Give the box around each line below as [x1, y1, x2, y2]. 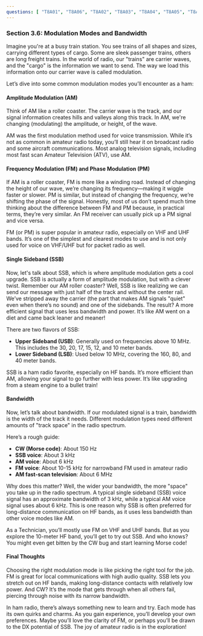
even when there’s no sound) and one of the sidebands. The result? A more [6, 301, 194, 309]
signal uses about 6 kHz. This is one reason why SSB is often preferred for [6, 502, 192, 509]
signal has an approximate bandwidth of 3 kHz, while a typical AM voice [6, 495, 186, 502]
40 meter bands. [14, 356, 57, 364]
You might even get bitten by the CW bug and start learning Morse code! [6, 539, 187, 546]
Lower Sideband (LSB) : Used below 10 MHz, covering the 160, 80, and [14, 350, 192, 358]
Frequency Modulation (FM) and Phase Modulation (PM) [6, 165, 150, 172]
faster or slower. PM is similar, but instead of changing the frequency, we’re [6, 191, 194, 198]
